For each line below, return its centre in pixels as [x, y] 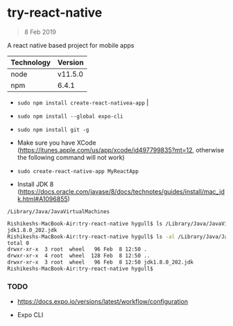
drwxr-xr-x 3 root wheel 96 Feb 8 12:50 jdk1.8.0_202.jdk [101, 262]
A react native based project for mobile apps [71, 45]
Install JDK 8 [35, 184]
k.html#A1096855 [42, 199]
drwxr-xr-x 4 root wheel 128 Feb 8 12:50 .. [79, 256]
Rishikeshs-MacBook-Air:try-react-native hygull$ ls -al [91, 237]
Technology [31, 62]
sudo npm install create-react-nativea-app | [83, 102]
